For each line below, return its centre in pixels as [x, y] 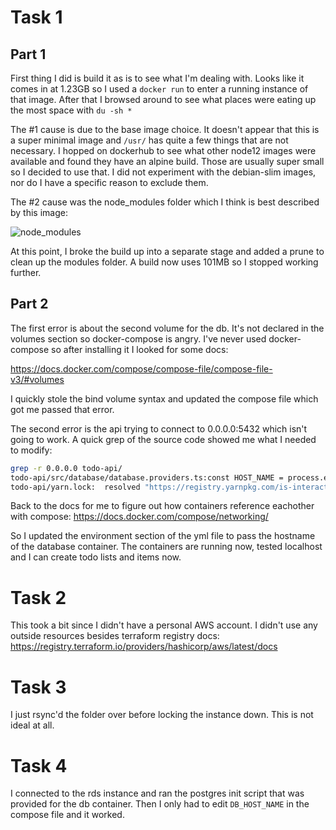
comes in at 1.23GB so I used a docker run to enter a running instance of [159, 89]
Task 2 [38, 597]
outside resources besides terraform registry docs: [115, 636]
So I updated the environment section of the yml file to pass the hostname [163, 536]
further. [26, 272]
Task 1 [36, 17]
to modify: [31, 450]
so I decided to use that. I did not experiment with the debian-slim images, [163, 172]
